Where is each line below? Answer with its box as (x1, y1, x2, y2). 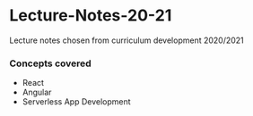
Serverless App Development (22, 96, 132, 107)
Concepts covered (9, 57, 92, 70)
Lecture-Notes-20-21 (9, 5, 172, 26)
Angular (22, 87, 52, 98)
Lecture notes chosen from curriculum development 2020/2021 (9, 35, 244, 46)
